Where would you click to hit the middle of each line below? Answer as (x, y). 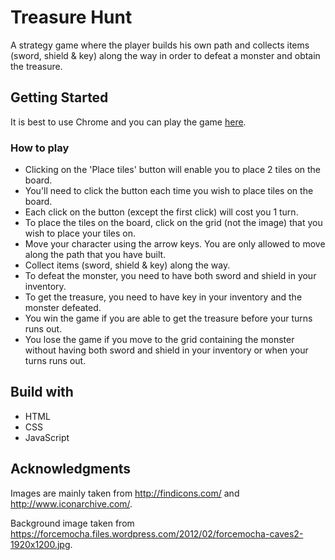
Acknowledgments (71, 469)
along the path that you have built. (95, 255)
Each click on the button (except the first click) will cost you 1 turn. (161, 212)
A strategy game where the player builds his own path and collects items (160, 45)
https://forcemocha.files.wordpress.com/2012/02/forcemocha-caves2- (157, 533)
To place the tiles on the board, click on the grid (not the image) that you (173, 223)
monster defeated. (63, 308)
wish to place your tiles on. (80, 233)
